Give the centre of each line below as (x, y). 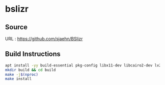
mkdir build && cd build (30, 70)
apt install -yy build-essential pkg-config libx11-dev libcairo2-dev (79, 65)
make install (18, 79)
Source (16, 27)
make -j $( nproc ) (22, 74)
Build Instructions (33, 54)
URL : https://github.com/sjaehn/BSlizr (44, 39)
